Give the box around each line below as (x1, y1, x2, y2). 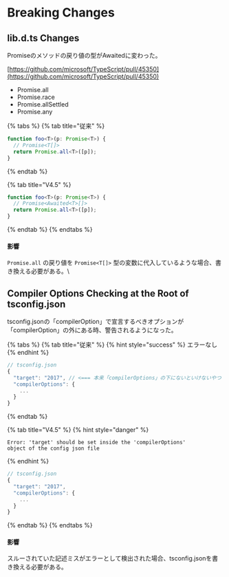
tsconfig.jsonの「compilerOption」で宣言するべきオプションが (7, 318, 184, 326)
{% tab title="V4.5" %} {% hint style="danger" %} (7, 426, 149, 434)
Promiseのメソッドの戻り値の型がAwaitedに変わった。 (7, 52, 162, 59)
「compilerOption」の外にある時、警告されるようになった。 (7, 326, 177, 334)
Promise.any (17, 108, 53, 116)
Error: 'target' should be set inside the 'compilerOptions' (7, 439, 186, 446)
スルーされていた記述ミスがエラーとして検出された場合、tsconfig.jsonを (7, 554, 212, 563)
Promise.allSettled (17, 100, 69, 108)
